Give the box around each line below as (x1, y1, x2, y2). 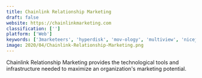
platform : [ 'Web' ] (6, 31, 52, 37)
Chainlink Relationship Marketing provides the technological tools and (6, 58, 179, 66)
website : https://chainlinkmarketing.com (6, 20, 112, 26)
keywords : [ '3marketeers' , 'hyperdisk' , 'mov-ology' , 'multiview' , (6, 37, 179, 43)
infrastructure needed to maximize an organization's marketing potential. (6, 65, 186, 72)
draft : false (6, 14, 39, 20)
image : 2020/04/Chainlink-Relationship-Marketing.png (6, 43, 144, 49)
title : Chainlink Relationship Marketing (6, 8, 112, 15)
